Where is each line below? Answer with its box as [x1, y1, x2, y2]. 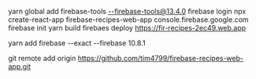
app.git [8, 62, 32, 71]
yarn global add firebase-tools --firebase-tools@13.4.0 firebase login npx [8, 7, 247, 16]
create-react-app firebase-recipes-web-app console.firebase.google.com [8, 15, 250, 24]
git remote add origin [8, 54, 76, 63]
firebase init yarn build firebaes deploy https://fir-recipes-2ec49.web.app [8, 23, 247, 32]
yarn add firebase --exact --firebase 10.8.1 [8, 38, 146, 48]
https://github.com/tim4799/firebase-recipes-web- [77, 54, 244, 63]
